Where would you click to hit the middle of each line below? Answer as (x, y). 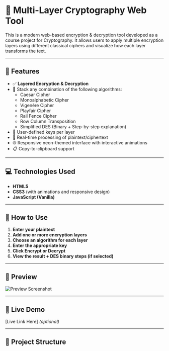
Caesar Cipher (35, 95)
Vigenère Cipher (37, 105)
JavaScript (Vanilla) (34, 197)
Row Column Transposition (48, 121)
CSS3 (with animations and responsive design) (61, 192)
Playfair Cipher (35, 111)
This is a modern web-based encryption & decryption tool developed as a (81, 35)
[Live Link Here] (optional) (32, 322)
